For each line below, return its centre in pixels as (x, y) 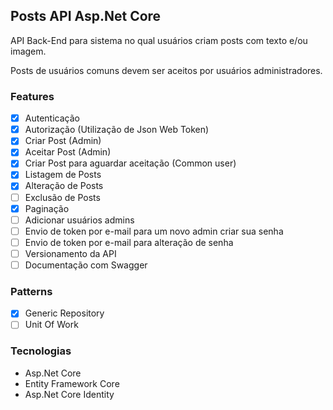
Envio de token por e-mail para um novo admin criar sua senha (154, 231)
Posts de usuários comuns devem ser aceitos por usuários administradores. (166, 70)
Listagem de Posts (63, 175)
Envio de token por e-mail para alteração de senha (129, 242)
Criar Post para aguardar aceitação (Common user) (130, 163)
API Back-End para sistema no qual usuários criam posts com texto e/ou (159, 40)
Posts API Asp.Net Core (86, 16)
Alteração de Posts (64, 186)
